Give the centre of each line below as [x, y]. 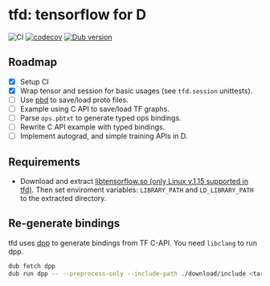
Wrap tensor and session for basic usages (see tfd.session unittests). [136, 91]
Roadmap [33, 62]
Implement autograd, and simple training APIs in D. [104, 136]
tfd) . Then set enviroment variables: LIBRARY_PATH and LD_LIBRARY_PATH [137, 190]
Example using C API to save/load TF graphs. [95, 108]
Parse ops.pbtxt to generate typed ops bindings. [101, 118]
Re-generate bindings [64, 224]
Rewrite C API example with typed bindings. [92, 127]
